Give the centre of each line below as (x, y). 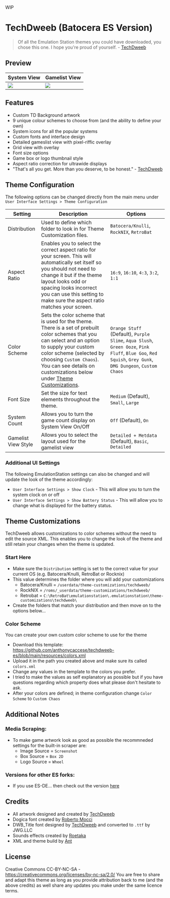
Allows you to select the (69, 435)
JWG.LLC (23, 830)
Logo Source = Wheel (42, 762)
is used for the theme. (67, 322)
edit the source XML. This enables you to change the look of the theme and (84, 539)
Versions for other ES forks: (40, 775)
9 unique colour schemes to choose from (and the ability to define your (87, 120)
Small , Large (125, 403)
